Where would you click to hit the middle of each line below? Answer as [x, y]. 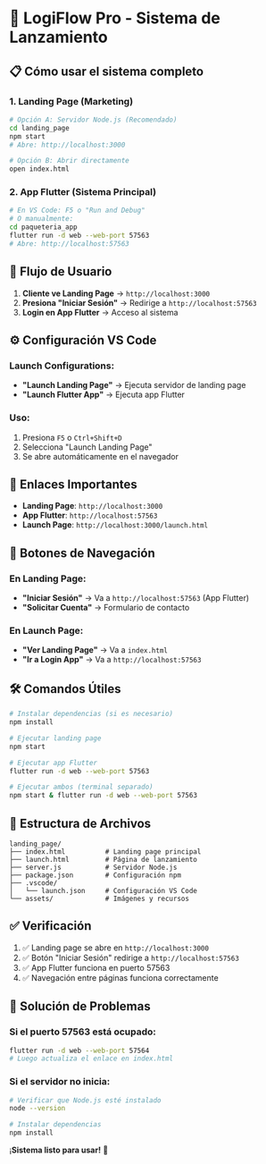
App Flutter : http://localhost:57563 [90, 515]
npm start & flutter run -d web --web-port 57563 [104, 796]
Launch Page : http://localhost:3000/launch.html [115, 525]
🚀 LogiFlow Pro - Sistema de [115, 18]
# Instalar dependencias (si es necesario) [91, 714]
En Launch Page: [46, 631]
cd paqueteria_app [43, 227]
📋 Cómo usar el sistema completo [106, 71]
